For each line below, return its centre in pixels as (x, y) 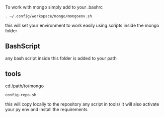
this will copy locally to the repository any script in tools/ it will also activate (82, 104)
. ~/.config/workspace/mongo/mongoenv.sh (49, 16)
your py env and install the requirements (46, 109)
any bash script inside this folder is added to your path (61, 58)
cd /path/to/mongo (24, 86)
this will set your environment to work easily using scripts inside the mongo (82, 25)
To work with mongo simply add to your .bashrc (54, 7)
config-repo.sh (21, 95)
